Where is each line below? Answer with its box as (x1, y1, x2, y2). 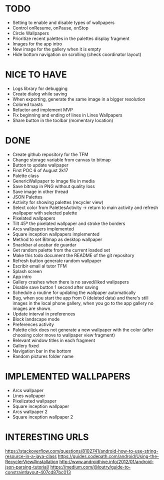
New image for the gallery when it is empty (12, 46, 101, 52)
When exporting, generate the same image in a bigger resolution (12, 96, 145, 102)
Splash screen (12, 268, 42, 274)
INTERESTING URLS (5, 431, 89, 442)
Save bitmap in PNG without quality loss (12, 183, 95, 189)
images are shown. (12, 305, 51, 311)
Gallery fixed (12, 342, 39, 348)
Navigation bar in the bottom (12, 348, 71, 354)
